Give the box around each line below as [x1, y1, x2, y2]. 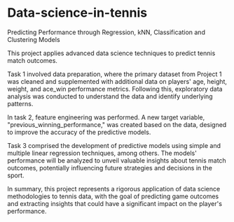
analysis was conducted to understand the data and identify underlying [7, 92, 213, 101]
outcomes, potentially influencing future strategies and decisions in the [7, 163, 212, 172]
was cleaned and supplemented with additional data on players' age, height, [7, 77, 228, 85]
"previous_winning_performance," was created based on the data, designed [7, 120, 227, 128]
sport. [7, 171, 25, 179]
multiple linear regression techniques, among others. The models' [7, 149, 198, 157]
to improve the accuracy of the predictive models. [7, 128, 151, 136]
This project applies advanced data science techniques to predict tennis [7, 49, 216, 57]
